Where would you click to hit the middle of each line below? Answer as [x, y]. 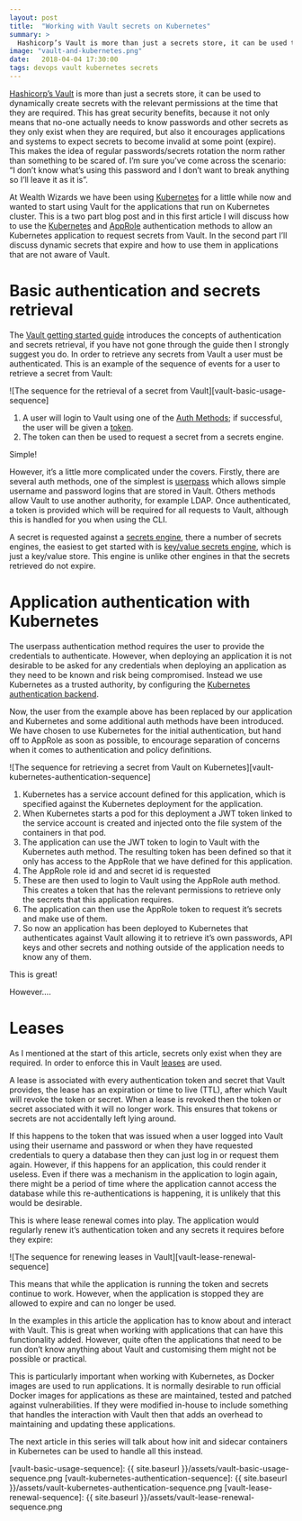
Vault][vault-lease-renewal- [204, 1256]
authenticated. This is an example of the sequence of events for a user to [145, 363]
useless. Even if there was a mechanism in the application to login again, [144, 1174]
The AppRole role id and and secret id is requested [116, 871]
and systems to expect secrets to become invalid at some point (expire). [143, 141]
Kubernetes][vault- [239, 767]
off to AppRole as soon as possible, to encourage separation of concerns [145, 740]
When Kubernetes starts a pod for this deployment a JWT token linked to [157, 813]
